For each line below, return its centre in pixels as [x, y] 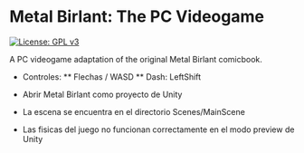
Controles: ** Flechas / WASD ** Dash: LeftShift [112, 76]
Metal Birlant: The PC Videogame [137, 17]
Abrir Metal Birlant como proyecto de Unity [102, 94]
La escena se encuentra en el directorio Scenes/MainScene [134, 111]
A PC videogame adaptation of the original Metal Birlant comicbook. [136, 59]
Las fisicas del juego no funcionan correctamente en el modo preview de [158, 129]
